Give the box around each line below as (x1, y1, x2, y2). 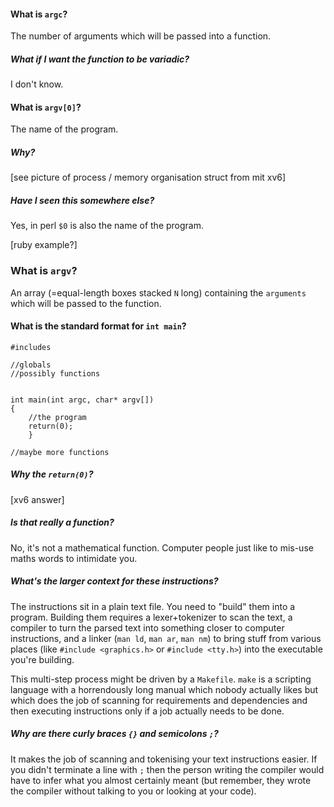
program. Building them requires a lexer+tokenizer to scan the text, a (10, 611, 293, 623)
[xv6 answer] (10, 493, 65, 505)
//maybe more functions (10, 447, 110, 457)
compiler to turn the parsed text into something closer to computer (10, 621, 285, 634)
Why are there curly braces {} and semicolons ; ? (10, 728, 219, 740)
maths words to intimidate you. (10, 552, 138, 564)
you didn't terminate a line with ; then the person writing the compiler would (10, 763, 325, 775)
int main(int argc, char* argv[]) (10, 395, 155, 405)
